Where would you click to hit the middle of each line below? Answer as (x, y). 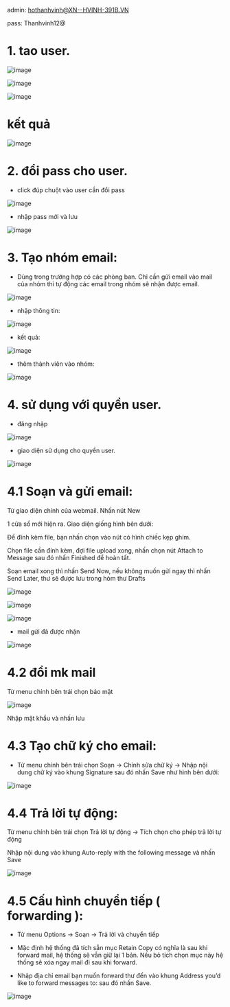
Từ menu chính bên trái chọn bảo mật (60, 691)
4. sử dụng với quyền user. (84, 405)
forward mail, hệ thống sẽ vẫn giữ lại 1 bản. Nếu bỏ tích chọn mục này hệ (120, 955)
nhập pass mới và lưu (47, 216)
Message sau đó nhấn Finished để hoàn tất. (69, 557)
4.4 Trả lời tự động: (62, 813)
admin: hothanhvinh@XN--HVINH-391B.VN (68, 10)
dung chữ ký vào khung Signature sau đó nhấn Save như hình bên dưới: (118, 772)
